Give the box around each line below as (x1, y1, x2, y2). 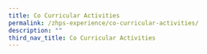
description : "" (8, 26, 63, 34)
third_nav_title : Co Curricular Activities (8, 33, 156, 42)
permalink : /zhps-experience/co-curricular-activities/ (8, 19, 199, 27)
